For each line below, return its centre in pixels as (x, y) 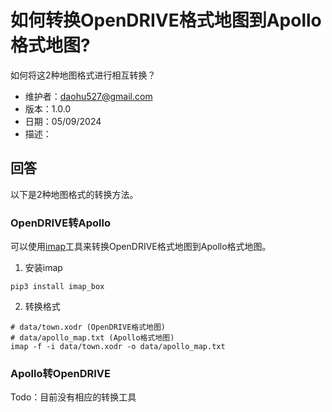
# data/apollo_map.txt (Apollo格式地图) (92, 338)
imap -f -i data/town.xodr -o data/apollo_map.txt (118, 347)
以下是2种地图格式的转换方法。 (74, 194)
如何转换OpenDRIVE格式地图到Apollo (166, 20)
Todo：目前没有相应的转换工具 (73, 397)
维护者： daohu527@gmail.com (88, 96)
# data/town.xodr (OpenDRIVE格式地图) (88, 327)
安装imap (43, 268)
